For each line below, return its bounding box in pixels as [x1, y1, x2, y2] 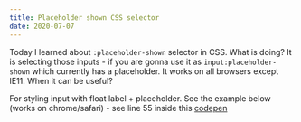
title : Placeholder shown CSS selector [9, 13, 160, 23]
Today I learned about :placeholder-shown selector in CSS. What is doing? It [9, 46, 292, 57]
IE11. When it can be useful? [9, 75, 113, 86]
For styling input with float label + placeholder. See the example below [9, 92, 271, 104]
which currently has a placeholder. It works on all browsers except [31, 65, 279, 77]
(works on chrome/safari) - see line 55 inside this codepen [9, 102, 228, 113]
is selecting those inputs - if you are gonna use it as [9, 56, 202, 67]
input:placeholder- [202, 58, 277, 67]
